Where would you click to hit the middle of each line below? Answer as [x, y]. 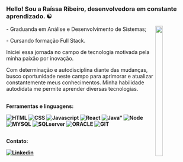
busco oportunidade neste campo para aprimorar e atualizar [80, 77]
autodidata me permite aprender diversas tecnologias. [72, 89]
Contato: [17, 141]
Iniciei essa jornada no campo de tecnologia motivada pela [78, 52]
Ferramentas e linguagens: [40, 106]
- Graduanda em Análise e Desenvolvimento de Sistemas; [76, 29]
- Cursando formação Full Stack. [46, 41]
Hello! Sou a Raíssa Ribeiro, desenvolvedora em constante [91, 9]
